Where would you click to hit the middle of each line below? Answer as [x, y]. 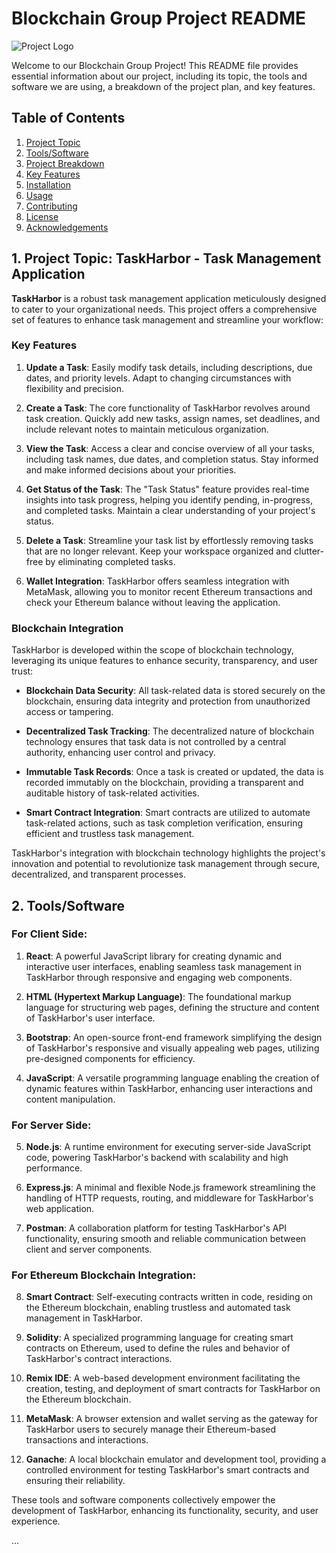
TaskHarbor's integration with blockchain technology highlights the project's [168, 853]
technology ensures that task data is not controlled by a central [156, 742]
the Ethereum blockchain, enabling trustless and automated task [158, 1308]
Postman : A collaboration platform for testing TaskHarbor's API [156, 1228]
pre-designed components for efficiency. [110, 1058]
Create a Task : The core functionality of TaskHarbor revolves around [168, 408]
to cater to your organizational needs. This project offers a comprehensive [164, 309]
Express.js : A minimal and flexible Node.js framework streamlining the [170, 1188]
